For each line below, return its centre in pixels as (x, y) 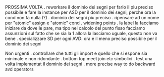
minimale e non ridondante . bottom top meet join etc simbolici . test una (79, 58)
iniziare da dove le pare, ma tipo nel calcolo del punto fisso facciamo (75, 28)
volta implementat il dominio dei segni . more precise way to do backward (80, 64)
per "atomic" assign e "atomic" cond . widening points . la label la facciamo (82, 23)
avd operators (19, 69)
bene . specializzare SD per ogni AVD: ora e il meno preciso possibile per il (81, 38)
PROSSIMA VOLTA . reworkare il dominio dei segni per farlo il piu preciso (79, 7)
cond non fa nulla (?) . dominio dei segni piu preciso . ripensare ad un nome (82, 18)
